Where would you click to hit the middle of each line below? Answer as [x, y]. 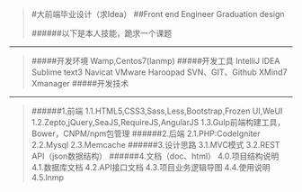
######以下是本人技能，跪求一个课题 [102, 33]
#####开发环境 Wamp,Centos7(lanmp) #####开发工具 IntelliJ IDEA [155, 61]
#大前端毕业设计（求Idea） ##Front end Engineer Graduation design [158, 14]
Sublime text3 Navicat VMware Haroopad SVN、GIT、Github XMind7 [159, 72]
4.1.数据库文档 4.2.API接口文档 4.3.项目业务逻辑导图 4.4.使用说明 [151, 167]
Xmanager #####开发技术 [80, 83]
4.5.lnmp [48, 178]
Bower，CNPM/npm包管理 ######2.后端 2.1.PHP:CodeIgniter [146, 133]
